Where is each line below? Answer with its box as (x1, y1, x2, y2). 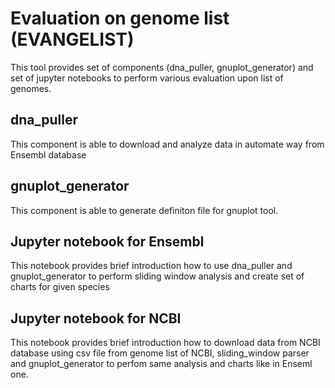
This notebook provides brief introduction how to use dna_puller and (10, 260, 293, 272)
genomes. (10, 82, 52, 94)
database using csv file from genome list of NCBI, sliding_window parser (10, 347, 310, 359)
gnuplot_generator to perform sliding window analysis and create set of (10, 270, 305, 282)
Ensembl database (10, 148, 87, 161)
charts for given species (10, 281, 110, 293)
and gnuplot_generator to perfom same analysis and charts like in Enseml (10, 358, 313, 370)
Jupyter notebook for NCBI (10, 310, 182, 327)
